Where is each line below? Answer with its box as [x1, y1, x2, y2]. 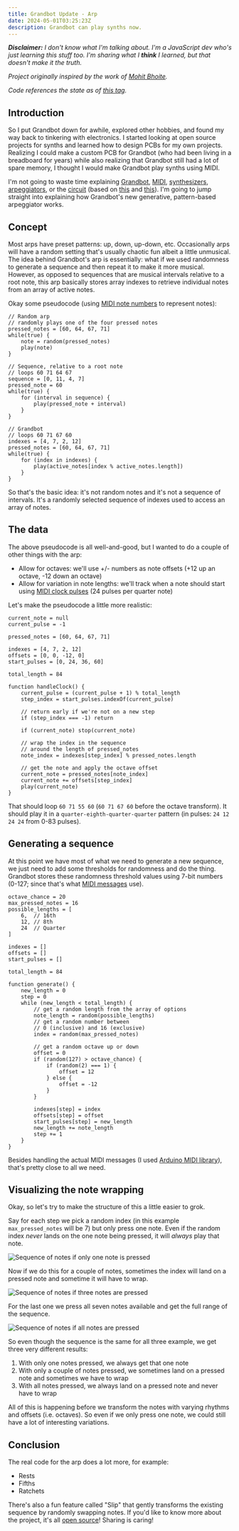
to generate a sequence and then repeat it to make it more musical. [8, 263, 205, 271]
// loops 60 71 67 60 [8, 432, 73, 439]
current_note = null [8, 615, 70, 622]
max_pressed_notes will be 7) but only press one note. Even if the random [8, 1224, 221, 1233]
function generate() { [8, 981, 75, 988]
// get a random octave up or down [33, 1043, 139, 1050]
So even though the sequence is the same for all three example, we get [8, 1338, 217, 1346]
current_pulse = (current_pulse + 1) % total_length [21, 689, 181, 697]
